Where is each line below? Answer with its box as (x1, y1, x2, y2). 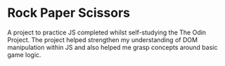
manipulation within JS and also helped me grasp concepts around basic (7, 43, 218, 51)
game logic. (7, 51, 41, 59)
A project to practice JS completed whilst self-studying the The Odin (7, 28, 206, 37)
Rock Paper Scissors (7, 5, 130, 21)
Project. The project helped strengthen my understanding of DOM (7, 35, 198, 44)
